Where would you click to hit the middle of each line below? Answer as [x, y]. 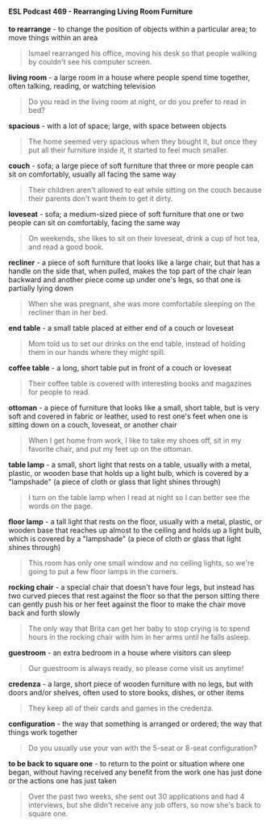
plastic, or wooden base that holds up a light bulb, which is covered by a [129, 473]
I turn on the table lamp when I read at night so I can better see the [139, 498]
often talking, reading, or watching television [82, 86]
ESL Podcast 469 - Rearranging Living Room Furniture [101, 11]
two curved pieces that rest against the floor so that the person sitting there [134, 596]
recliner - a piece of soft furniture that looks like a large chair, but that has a [134, 263]
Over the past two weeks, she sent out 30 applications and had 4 [136, 797]
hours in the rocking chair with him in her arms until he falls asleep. [139, 637]
